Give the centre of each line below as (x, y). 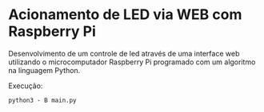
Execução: (26, 86)
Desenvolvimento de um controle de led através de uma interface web (124, 53)
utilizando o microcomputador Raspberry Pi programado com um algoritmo (132, 62)
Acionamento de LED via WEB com (125, 15)
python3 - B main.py (43, 100)
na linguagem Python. (44, 70)
